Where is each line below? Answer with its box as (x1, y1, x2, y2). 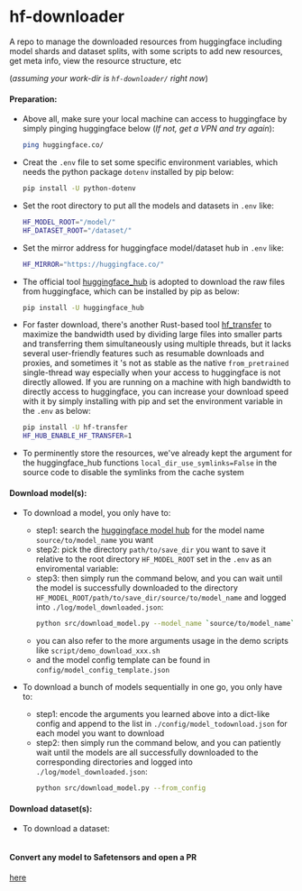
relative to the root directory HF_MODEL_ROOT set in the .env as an (35, 554, 272, 565)
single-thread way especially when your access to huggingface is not (22, 367, 281, 378)
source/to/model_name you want (35, 535, 154, 546)
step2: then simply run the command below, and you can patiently (35, 738, 281, 749)
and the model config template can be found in (35, 655, 210, 666)
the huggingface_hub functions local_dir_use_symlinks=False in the (22, 457, 278, 468)
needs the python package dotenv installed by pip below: (22, 167, 234, 178)
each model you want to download (35, 728, 165, 739)
